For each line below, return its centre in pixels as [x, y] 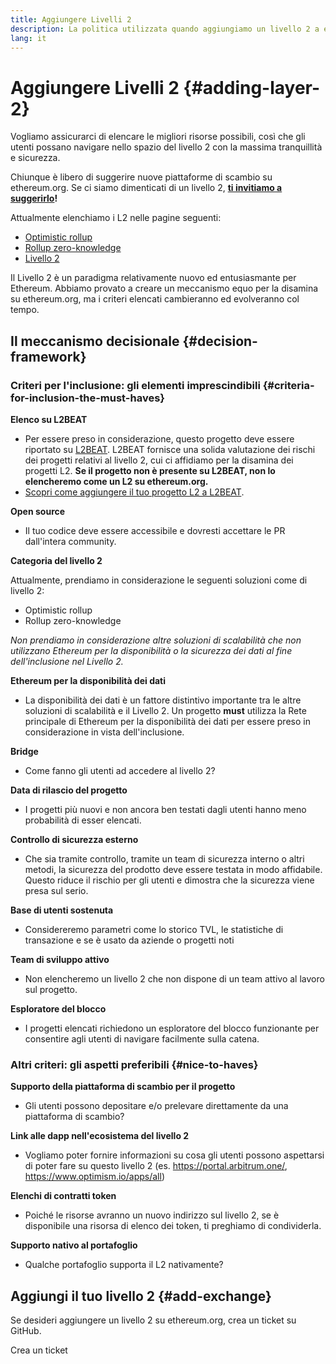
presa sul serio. [56, 890]
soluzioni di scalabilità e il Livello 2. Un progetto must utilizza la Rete [165, 710]
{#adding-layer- [252, 87]
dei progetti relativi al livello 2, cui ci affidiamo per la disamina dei [159, 460]
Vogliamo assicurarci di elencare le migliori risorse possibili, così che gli [158, 137]
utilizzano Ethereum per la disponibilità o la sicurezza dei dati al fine [151, 650]
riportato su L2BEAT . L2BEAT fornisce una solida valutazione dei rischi [170, 449]
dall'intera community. [70, 541]
